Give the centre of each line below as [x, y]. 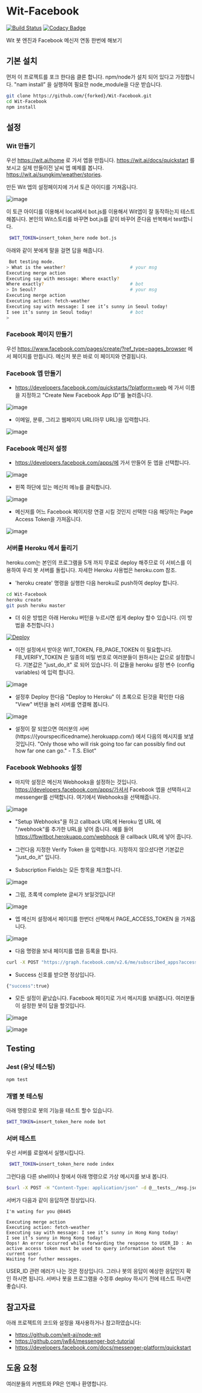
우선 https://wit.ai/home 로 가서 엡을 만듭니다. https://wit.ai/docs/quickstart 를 [101, 160]
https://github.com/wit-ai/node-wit [58, 1335]
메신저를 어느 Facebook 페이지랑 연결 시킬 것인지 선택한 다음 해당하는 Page [104, 512]
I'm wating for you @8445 [38, 1212]
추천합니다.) [40, 625]
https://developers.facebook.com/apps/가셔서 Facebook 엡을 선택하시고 [103, 789]
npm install [21, 107]
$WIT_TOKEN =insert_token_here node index [61, 1164]
